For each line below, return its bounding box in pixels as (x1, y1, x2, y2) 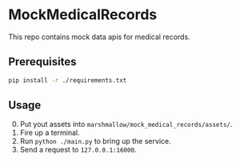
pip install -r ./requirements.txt (8, 76, 127, 85)
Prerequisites (8, 55, 77, 69)
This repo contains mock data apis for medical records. (8, 32, 190, 41)
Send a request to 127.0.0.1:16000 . (19, 145, 137, 155)
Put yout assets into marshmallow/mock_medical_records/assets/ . (19, 120, 233, 129)
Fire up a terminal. (19, 128, 80, 137)
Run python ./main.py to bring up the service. (19, 136, 171, 146)
